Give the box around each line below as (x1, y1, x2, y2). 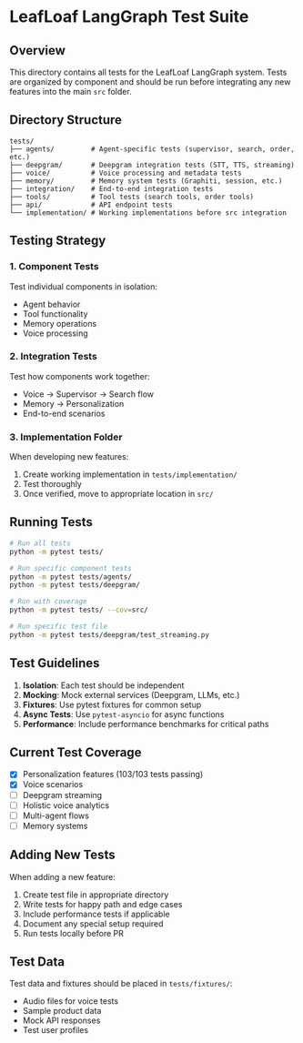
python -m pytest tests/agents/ (9, 572, 132, 582)
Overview (9, 43, 66, 58)
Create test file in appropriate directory (22, 889, 169, 900)
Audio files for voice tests (22, 996, 119, 1007)
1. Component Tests (9, 260, 99, 273)
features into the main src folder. (9, 86, 132, 96)
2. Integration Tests (9, 350, 97, 363)
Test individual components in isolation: (9, 280, 157, 292)
